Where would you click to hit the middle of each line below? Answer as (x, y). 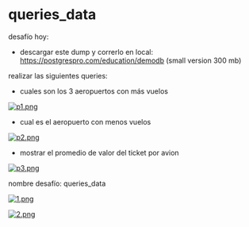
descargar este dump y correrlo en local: (86, 52)
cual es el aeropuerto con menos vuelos (85, 121)
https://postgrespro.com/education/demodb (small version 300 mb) (130, 60)
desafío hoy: (29, 37)
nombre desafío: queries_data (57, 183)
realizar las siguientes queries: (58, 75)
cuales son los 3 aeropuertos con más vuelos (94, 91)
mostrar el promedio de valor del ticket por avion (100, 152)
